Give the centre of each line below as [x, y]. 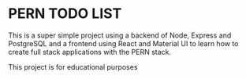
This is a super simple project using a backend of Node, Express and [120, 35]
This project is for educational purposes [73, 66]
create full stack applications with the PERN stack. [90, 52]
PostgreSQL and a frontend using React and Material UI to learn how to [123, 43]
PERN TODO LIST [65, 14]
